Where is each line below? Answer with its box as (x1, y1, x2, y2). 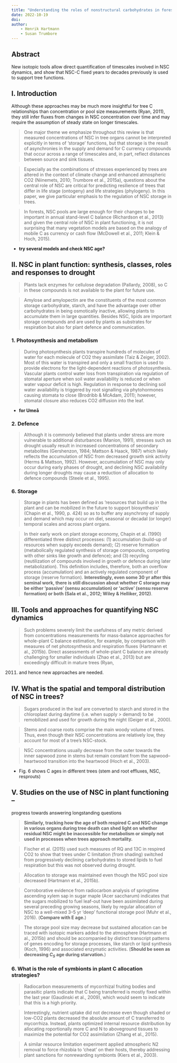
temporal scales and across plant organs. (23, 521, 111, 527)
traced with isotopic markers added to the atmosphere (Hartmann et (23, 930, 167, 936)
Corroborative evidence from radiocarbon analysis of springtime (23, 887, 159, 893)
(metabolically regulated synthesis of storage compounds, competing (23, 547, 170, 553)
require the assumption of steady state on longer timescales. (11, 119, 139, 125)
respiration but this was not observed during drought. (23, 862, 136, 868)
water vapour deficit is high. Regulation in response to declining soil (23, 381, 166, 387)
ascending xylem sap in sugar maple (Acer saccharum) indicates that (23, 892, 169, 899)
